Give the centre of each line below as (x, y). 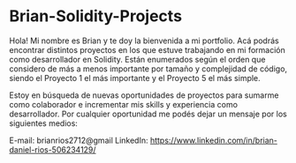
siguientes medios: (43, 123)
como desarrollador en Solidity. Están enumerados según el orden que (137, 59)
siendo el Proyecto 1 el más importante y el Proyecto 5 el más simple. (135, 78)
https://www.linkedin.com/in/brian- (214, 140)
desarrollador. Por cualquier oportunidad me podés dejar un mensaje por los (148, 114)
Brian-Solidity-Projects (96, 16)
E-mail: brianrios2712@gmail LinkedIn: (79, 140)
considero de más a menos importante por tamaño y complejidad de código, (148, 69)
